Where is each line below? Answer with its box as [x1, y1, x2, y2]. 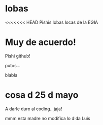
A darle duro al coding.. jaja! [5, 106, 63, 112]
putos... [5, 62, 21, 68]
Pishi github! [5, 53, 31, 59]
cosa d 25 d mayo [5, 89, 79, 101]
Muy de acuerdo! [5, 37, 76, 48]
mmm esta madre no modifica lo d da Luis [5, 115, 90, 121]
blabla [5, 72, 18, 78]
